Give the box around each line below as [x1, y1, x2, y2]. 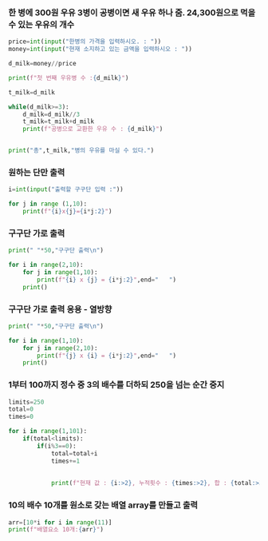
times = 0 [8, 413, 34, 421]
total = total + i [50, 449, 98, 457]
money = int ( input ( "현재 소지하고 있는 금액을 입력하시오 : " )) [8, 46, 193, 54]
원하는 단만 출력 [8, 166, 65, 177]
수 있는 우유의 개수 [8, 18, 75, 30]
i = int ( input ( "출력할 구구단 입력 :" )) [8, 185, 124, 193]
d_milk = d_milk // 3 [22, 110, 81, 118]
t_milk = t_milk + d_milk [22, 117, 94, 125]
